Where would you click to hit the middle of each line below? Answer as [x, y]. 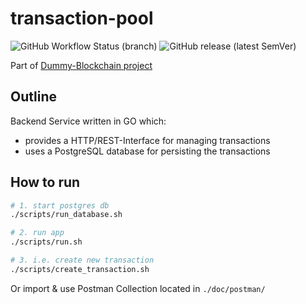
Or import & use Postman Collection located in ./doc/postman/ [138, 288]
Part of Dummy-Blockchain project [81, 65]
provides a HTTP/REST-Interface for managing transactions [147, 140]
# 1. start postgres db [60, 205]
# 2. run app [37, 233]
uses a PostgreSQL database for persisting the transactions [147, 151]
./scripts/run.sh [46, 242]
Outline [33, 97]
